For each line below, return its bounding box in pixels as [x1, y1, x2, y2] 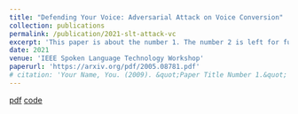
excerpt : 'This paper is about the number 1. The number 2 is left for [9, 37, 279, 47]
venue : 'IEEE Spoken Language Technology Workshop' [9, 54, 204, 63]
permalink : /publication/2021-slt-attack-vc [9, 29, 176, 38]
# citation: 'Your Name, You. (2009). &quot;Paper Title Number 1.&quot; [9, 71, 288, 80]
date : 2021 [9, 46, 50, 55]
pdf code [9, 95, 43, 105]
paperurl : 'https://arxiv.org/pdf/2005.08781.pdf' [9, 63, 200, 72]
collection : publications [9, 21, 105, 30]
